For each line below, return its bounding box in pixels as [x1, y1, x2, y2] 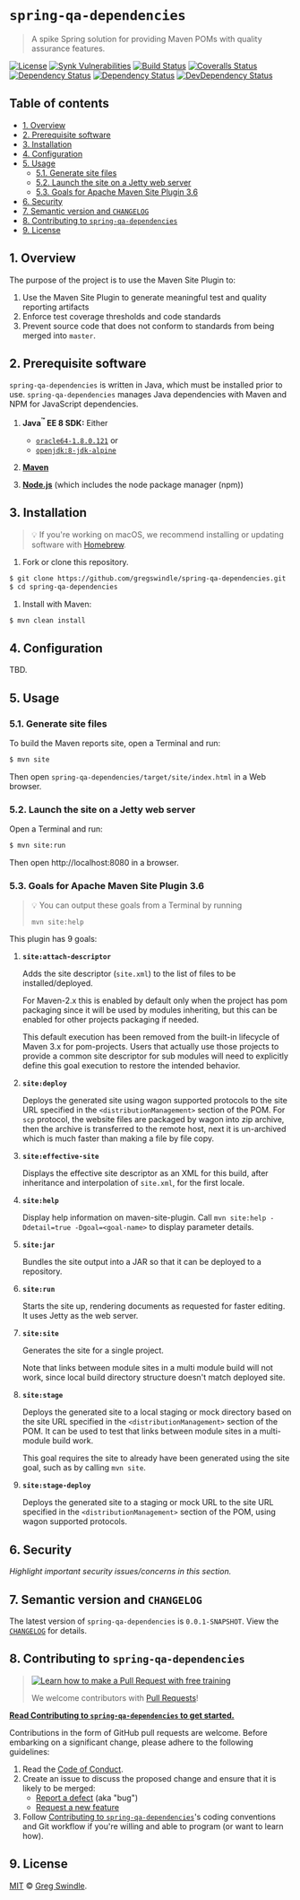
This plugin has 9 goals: [9, 934, 98, 945]
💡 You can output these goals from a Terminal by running [30, 900, 243, 911]
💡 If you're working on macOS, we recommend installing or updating [30, 528, 284, 540]
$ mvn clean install [9, 615, 87, 625]
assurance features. [30, 43, 106, 54]
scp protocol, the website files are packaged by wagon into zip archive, [21, 1114, 285, 1125]
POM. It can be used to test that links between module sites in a [21, 1425, 258, 1437]
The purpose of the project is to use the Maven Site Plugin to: [9, 275, 236, 285]
